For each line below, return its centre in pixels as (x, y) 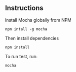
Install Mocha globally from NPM (38, 20)
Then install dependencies (32, 38)
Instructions (24, 8)
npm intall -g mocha (26, 29)
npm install (17, 47)
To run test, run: (21, 56)
